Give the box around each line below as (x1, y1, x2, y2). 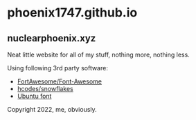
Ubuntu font (17, 92, 52, 100)
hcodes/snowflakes (17, 85, 74, 92)
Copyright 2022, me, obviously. (7, 106, 97, 113)
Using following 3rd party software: (7, 64, 109, 72)
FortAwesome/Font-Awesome (17, 77, 103, 86)
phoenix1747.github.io (7, 5, 138, 21)
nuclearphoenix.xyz (7, 32, 96, 44)
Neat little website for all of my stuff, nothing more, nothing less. (7, 50, 190, 59)
